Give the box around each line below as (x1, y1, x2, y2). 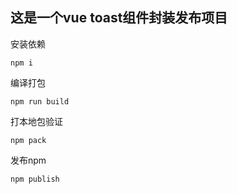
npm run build (10, 96, 70, 107)
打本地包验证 (10, 115, 63, 127)
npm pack (10, 135, 47, 145)
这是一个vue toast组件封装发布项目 (10, 9, 228, 27)
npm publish (10, 174, 60, 184)
